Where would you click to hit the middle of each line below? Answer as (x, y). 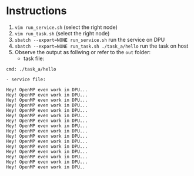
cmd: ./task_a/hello (31, 69)
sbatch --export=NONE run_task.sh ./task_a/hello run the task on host (101, 46)
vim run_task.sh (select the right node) (62, 33)
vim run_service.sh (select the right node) (66, 27)
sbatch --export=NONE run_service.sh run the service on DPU (90, 39)
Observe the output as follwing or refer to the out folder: (83, 52)
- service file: (26, 79)
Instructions (36, 11)
